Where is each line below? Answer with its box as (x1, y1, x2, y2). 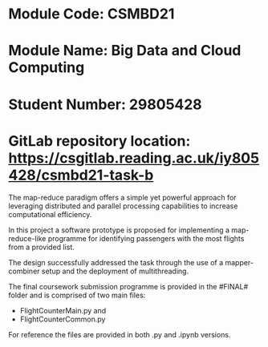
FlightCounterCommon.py (19, 314, 106, 324)
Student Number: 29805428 (8, 95, 202, 113)
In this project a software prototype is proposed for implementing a (8, 225, 230, 235)
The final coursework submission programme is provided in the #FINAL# (8, 281, 249, 291)
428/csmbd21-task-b (8, 166, 154, 184)
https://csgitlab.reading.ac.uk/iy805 (8, 149, 259, 167)
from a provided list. (8, 242, 75, 252)
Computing (8, 59, 85, 77)
